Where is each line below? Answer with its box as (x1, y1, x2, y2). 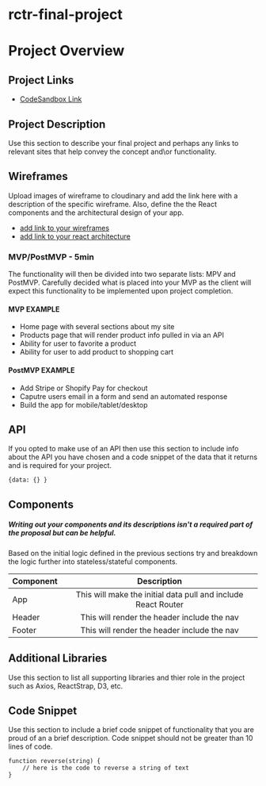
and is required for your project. (8, 461, 112, 470)
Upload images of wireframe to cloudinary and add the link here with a (8, 190, 238, 200)
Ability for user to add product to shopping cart (19, 347, 174, 357)
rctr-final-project (8, 6, 123, 24)
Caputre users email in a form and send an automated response (19, 391, 228, 401)
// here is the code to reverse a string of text (22, 764, 190, 773)
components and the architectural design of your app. (8, 208, 184, 217)
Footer (12, 624, 37, 635)
